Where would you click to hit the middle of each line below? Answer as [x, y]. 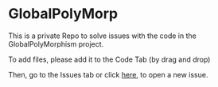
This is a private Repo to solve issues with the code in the [102, 36]
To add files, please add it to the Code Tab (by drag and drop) [109, 59]
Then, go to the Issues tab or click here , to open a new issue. [108, 74]
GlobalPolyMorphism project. [56, 43]
